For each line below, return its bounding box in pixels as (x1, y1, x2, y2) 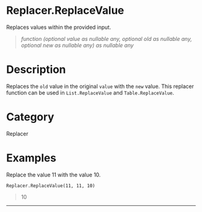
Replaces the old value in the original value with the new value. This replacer (6, 83, 194, 90)
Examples (6, 151, 57, 164)
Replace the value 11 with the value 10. (6, 171, 101, 178)
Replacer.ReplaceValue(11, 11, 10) (6, 182, 96, 189)
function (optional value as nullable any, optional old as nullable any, (20, 35, 192, 42)
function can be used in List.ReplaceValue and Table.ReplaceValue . (6, 89, 174, 96)
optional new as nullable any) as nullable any (20, 42, 134, 49)
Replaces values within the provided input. (6, 23, 111, 31)
